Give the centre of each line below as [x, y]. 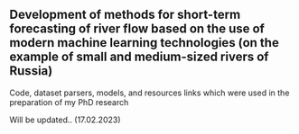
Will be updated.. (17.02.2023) [65, 120]
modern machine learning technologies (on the [145, 43]
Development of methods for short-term [125, 15]
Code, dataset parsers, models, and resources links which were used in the [149, 93]
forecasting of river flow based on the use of [137, 29]
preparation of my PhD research [69, 102]
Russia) [31, 71]
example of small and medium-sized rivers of [139, 57]
